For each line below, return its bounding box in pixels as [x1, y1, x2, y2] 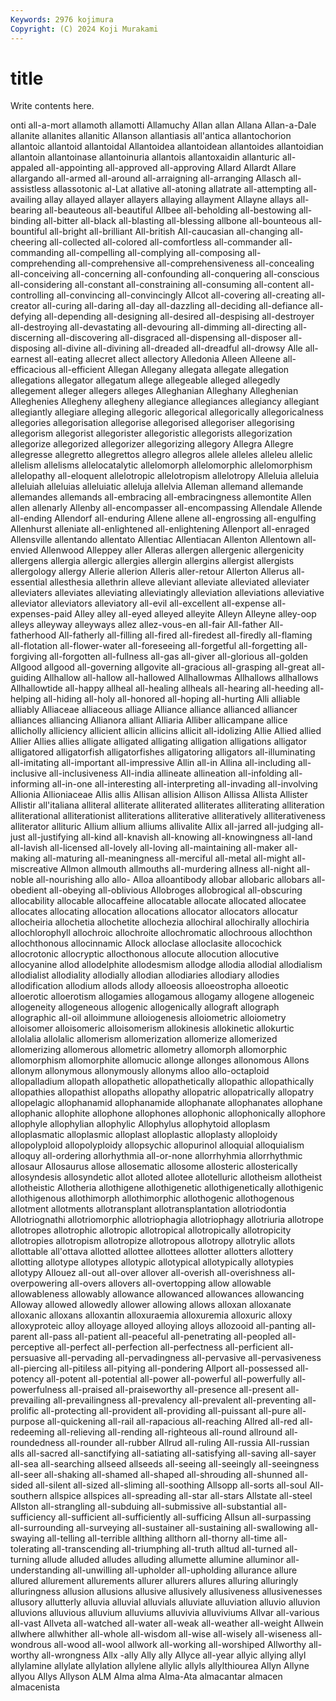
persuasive [10, 1352, 57, 1364]
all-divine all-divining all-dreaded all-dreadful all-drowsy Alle [52, 342, 303, 355]
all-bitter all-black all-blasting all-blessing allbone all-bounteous [43, 215, 307, 227]
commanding [10, 247, 65, 259]
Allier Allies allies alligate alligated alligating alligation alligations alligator [10, 736, 307, 748]
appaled [10, 162, 45, 174]
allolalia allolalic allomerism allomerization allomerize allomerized [10, 1033, 278, 1045]
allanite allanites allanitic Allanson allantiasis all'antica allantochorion [10, 130, 292, 142]
